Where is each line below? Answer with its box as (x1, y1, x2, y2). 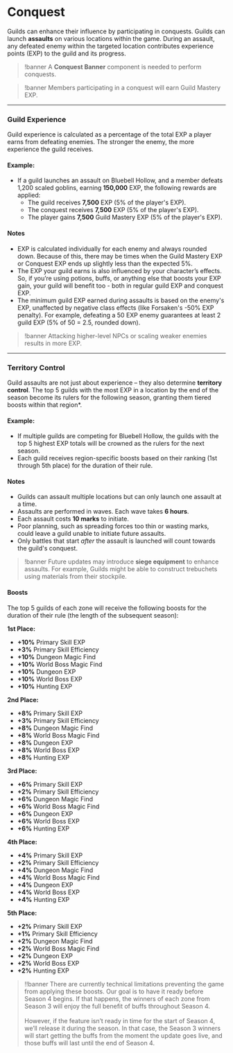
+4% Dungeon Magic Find (17, 866, 94, 874)
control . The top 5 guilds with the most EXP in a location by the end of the (7, 385, 219, 394)
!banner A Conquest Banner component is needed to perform (24, 62, 202, 71)
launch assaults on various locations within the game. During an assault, (7, 34, 215, 42)
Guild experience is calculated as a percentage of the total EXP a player (7, 130, 212, 139)
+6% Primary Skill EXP (17, 780, 83, 788)
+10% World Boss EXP (17, 675, 83, 683)
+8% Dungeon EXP (17, 738, 74, 747)
